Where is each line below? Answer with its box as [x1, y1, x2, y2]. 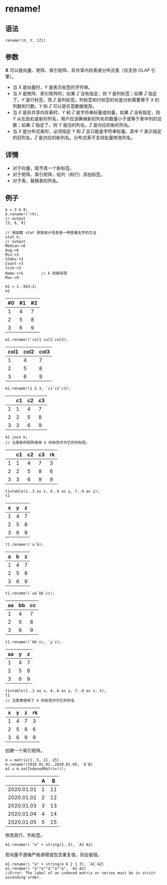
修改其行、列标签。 [5, 832, 45, 838]
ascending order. [5, 875, 42, 880]
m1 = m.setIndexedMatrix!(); [5, 766, 66, 772]
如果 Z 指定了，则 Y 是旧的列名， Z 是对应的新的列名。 [21, 122, 133, 128]
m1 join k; [5, 435, 28, 440]
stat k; [5, 235, 22, 240]
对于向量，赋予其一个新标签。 [12, 165, 74, 171]
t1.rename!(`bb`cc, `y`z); [5, 640, 62, 645]
